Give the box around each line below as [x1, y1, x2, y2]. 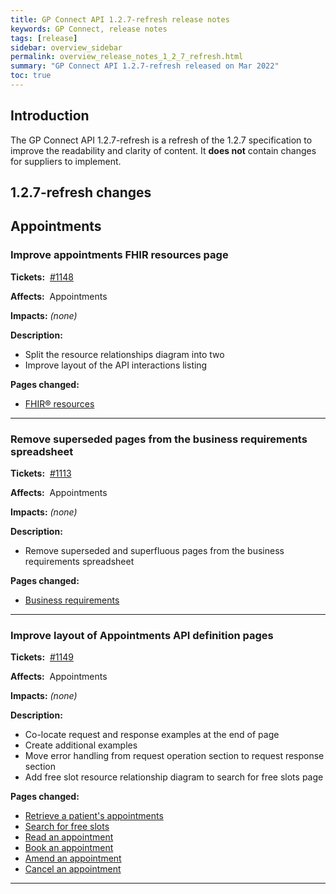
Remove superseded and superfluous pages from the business [24, 545, 285, 557]
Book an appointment [24, 842, 114, 854]
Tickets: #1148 [10, 271, 74, 283]
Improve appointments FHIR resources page [10, 248, 229, 262]
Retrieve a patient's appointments [24, 810, 164, 822]
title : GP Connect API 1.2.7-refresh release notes [10, 14, 230, 25]
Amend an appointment [24, 852, 122, 865]
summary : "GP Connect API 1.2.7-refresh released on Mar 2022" [10, 61, 280, 71]
